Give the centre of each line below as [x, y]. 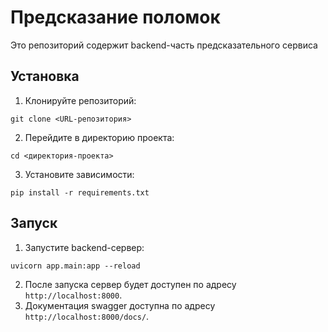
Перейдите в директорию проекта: [99, 137]
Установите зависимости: [79, 174]
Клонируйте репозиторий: [80, 100]
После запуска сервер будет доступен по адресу [130, 284]
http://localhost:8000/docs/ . [87, 316]
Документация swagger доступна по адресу [120, 305]
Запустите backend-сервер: [84, 247]
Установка [45, 76]
